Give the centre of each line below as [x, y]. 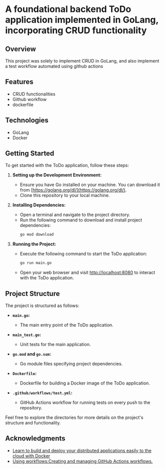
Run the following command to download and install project [81, 220]
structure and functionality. [33, 423]
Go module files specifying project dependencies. [71, 364]
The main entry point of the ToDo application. [66, 325]
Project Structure [32, 293]
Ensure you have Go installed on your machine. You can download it [90, 185]
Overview [21, 49]
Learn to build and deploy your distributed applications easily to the [82, 450]
